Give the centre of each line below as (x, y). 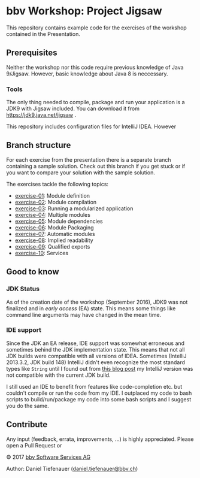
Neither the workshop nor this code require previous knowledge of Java (95, 67)
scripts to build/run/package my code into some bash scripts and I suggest (99, 399)
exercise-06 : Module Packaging (54, 227)
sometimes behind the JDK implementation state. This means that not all (96, 349)
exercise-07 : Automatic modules (55, 234)
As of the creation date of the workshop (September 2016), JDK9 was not (97, 302)
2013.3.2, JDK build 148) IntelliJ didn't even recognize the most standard (96, 362)
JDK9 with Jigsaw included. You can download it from (73, 108)
